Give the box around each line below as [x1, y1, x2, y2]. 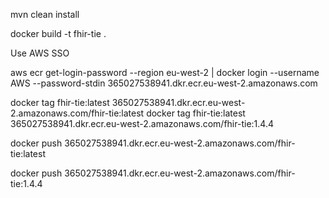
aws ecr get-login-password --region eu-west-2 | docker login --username [10, 67, 320, 78]
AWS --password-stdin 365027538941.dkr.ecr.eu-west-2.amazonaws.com [10, 77, 318, 89]
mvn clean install [10, 9, 80, 20]
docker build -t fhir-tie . [10, 28, 107, 39]
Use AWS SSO [10, 47, 70, 59]
